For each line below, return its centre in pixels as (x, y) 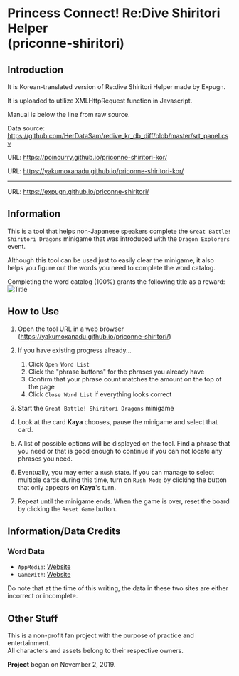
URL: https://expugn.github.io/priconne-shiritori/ (78, 191)
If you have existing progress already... (74, 350)
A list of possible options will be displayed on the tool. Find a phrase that (124, 443)
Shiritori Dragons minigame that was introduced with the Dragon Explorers (118, 239)
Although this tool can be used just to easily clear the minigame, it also (111, 260)
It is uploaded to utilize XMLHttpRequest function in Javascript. (100, 101)
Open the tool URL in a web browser (71, 329)
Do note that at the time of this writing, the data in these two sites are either (118, 588)
